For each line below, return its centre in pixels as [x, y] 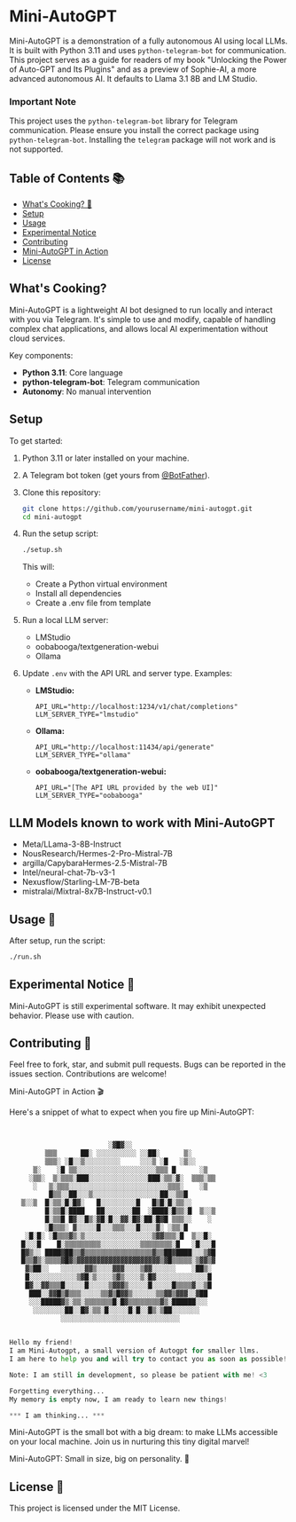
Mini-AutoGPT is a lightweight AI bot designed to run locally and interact [141, 310]
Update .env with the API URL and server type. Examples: [127, 674]
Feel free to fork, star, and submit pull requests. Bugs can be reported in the [148, 1065]
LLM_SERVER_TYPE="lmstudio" [87, 715]
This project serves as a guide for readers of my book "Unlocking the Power [148, 59]
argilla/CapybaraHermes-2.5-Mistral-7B [95, 864]
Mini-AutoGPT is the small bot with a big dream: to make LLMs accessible [144, 1432]
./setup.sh [42, 550]
